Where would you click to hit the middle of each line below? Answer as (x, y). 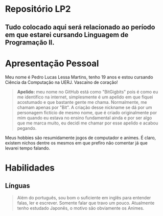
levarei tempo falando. (28, 148)
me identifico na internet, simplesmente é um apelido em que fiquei (85, 97)
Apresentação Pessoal (52, 63)
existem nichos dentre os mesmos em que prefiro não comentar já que (76, 143)
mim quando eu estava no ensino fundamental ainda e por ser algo (84, 118)
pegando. (27, 128)
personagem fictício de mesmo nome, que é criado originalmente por (87, 112)
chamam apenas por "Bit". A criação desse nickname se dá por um (85, 107)
